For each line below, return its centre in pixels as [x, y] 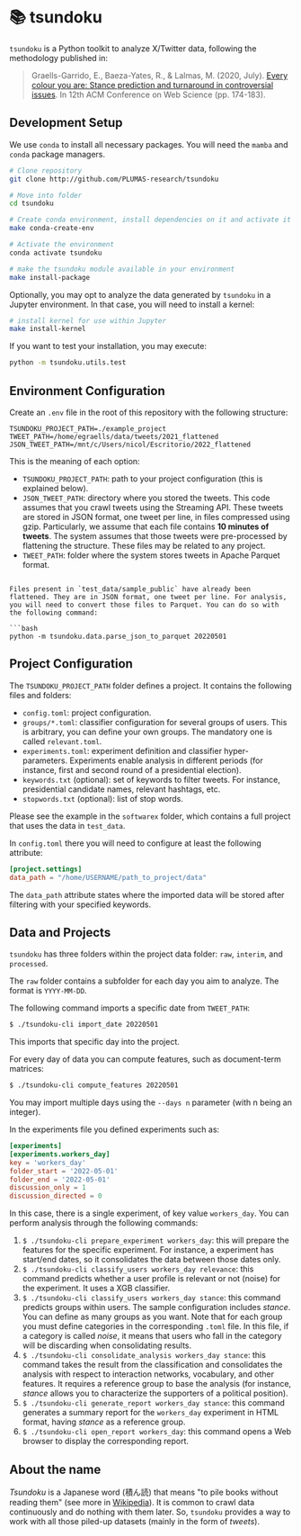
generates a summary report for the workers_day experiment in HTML [150, 1413]
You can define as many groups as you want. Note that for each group [152, 1317]
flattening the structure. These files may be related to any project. [144, 545]
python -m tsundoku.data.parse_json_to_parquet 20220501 [118, 636]
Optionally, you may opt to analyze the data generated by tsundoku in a [140, 294]
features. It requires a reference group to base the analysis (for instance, [157, 1384]
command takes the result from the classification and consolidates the [152, 1365]
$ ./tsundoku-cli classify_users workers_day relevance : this [138, 1269]
